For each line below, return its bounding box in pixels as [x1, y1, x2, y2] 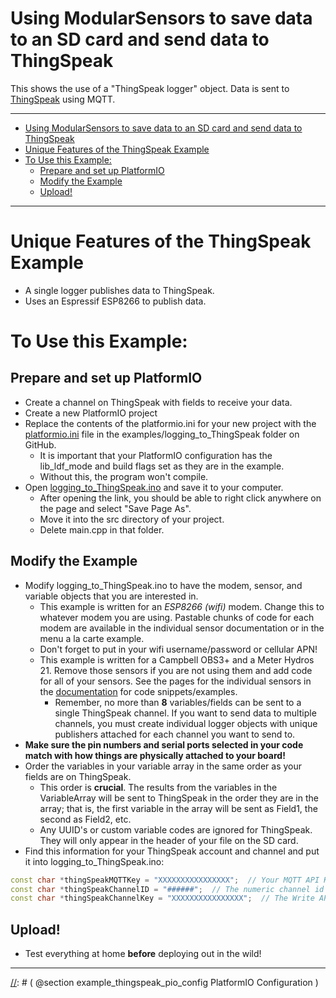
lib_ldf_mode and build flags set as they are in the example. [39, 460, 285, 472]
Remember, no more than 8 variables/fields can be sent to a [54, 696, 302, 708]
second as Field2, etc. [39, 813, 132, 825]
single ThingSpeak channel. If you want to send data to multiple [54, 707, 317, 719]
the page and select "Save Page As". [39, 502, 192, 514]
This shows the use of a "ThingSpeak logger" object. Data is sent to [10, 82, 290, 94]
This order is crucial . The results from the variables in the [39, 781, 278, 793]
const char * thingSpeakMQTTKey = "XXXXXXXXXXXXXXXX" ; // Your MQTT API [10, 875, 320, 885]
